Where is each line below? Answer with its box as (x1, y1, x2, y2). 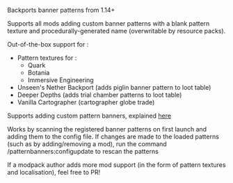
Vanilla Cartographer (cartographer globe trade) (17, 98, 155, 106)
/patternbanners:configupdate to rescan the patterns (7, 148, 159, 155)
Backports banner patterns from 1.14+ (7, 6, 115, 14)
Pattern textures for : (17, 54, 77, 62)
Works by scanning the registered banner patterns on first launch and (7, 125, 207, 133)
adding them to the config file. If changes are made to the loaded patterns (7, 132, 219, 141)
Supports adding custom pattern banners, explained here (7, 111, 172, 120)
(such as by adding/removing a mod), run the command (7, 140, 167, 148)
